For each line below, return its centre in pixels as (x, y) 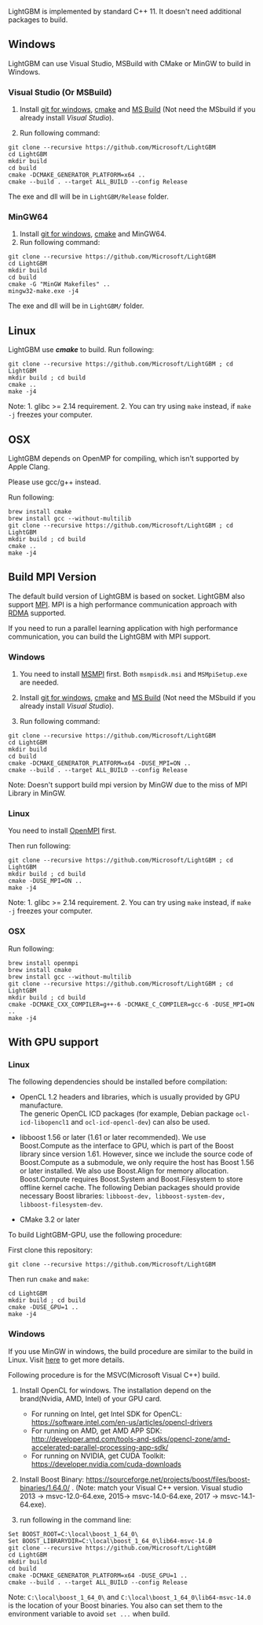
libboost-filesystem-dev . (61, 1204)
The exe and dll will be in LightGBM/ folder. (76, 306)
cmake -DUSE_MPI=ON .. (45, 881)
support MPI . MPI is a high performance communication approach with (122, 604)
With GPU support (53, 1043)
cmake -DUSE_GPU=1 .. (44, 1308)
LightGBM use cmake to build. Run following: (81, 350)
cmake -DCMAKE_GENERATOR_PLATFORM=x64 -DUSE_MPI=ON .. (100, 763)
